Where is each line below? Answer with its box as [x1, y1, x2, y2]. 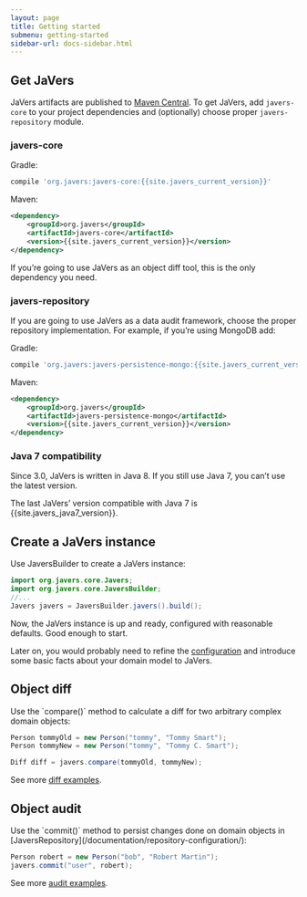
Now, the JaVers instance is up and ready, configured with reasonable [10, 618, 273, 629]
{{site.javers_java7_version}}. [10, 507, 118, 518]
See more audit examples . [10, 877, 108, 888]
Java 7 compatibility [10, 450, 102, 463]
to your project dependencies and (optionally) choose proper [28, 107, 258, 118]
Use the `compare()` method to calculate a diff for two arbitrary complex [10, 705, 281, 716]
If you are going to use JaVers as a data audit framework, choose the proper [10, 315, 297, 326]
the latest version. [10, 480, 78, 491]
